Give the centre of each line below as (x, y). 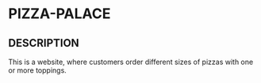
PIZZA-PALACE (59, 14)
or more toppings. (38, 70)
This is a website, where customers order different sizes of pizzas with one (131, 62)
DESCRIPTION (44, 43)
